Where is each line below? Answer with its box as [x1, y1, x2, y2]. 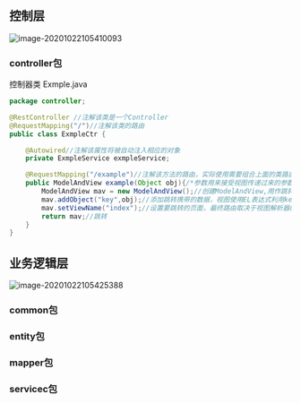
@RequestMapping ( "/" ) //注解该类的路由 [9, 121, 145, 130]
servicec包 [9, 382, 58, 395]
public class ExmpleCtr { [9, 129, 106, 139]
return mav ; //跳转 [41, 211, 107, 221]
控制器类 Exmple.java [9, 79, 88, 90]
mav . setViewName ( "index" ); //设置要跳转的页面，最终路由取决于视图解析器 [41, 203, 290, 212]
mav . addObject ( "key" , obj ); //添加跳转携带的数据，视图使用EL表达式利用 [41, 195, 285, 204]
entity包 [9, 330, 45, 343]
